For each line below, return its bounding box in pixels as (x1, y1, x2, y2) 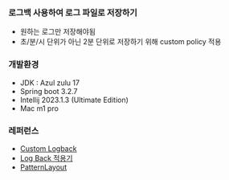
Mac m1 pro (19, 103, 59, 113)
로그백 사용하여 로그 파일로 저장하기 (8, 6, 138, 18)
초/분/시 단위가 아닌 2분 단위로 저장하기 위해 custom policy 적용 (19, 37, 222, 47)
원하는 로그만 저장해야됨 (19, 27, 96, 37)
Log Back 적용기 (19, 153, 73, 162)
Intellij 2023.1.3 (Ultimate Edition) (19, 95, 129, 104)
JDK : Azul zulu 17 (19, 78, 80, 88)
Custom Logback (19, 143, 77, 153)
